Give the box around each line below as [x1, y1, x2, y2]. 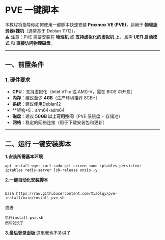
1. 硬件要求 [5, 77, 30, 84]
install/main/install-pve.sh [5, 195, 65, 201]
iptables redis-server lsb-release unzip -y [5, 168, 98, 173]
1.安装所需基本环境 [5, 153, 43, 160]
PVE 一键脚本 [5, 4, 59, 16]
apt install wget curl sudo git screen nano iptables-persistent [5, 163, 141, 169]
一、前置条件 [5, 60, 44, 69]
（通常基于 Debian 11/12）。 [24, 28, 79, 33]
